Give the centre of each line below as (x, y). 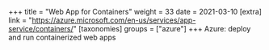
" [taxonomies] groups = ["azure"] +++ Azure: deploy (162, 29)
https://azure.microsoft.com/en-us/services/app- (114, 20)
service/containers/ (41, 29)
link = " (20, 20)
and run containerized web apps (62, 37)
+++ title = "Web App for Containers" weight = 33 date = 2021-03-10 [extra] (135, 12)
